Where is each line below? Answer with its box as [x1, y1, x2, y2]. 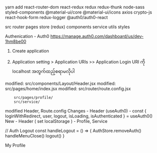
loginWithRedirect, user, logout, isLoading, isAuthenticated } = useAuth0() [5, 113, 153, 119]
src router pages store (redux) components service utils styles [5, 24, 130, 30]
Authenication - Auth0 [5, 34, 50, 39]
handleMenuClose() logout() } [5, 133, 65, 138]
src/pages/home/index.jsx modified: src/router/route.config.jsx [5, 86, 131, 92]
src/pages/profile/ [14, 95, 53, 100]
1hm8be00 [5, 38, 27, 44]
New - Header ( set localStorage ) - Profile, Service [5, 118, 108, 124]
